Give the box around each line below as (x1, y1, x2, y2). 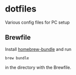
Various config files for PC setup (5, 19, 70, 25)
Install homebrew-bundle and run (5, 46, 72, 52)
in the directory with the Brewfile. (5, 64, 72, 70)
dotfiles (5, 3, 37, 15)
